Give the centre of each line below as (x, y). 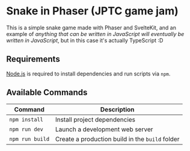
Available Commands (47, 93)
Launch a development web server (104, 129)
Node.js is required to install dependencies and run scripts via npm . (88, 74)
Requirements (33, 59)
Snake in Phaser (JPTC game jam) (92, 11)
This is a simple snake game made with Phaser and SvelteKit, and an (91, 28)
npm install (26, 119)
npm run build (29, 139)
